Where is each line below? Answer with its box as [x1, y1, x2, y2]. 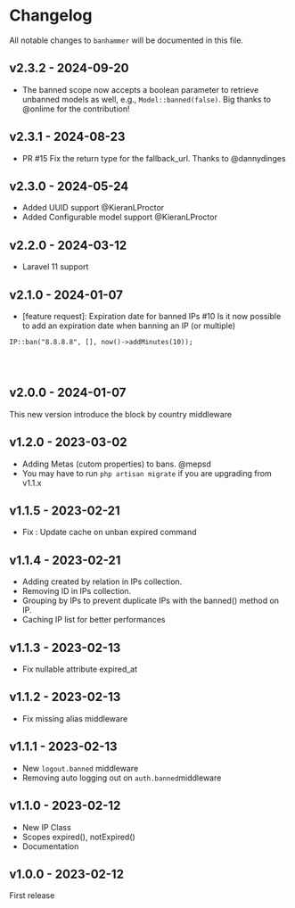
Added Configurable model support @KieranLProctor [21, 211, 218, 223]
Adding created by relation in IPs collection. [21, 576, 183, 587]
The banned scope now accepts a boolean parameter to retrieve [21, 84, 259, 95]
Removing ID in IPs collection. [21, 586, 132, 597]
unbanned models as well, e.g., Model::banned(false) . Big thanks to [21, 94, 272, 104]
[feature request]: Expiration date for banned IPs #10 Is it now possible [21, 311, 282, 321]
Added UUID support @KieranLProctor [21, 202, 165, 213]
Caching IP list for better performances [21, 615, 167, 625]
